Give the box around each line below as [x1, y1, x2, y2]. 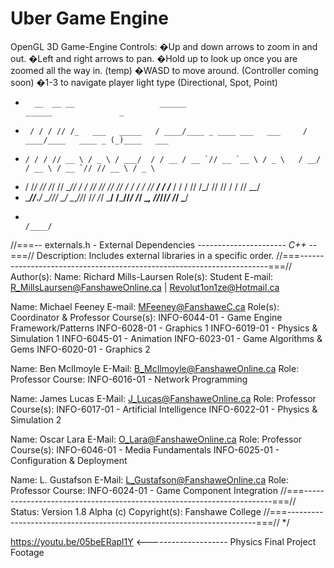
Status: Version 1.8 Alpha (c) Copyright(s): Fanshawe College [10, 505, 262, 517]
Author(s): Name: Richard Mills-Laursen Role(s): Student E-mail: [10, 270, 274, 282]
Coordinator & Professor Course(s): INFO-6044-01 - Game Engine [10, 311, 283, 323]
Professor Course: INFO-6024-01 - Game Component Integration [10, 484, 278, 496]
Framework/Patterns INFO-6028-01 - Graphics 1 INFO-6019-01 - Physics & [10, 322, 318, 334]
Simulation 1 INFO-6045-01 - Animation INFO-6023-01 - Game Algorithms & [10, 332, 323, 344]
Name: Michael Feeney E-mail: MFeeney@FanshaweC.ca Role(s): [10, 300, 280, 312]
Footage [10, 546, 45, 558]
